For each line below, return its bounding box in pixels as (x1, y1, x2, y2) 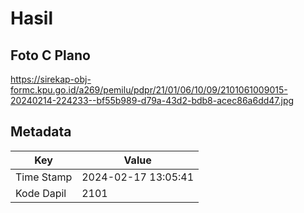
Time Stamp (15, 170, 73, 184)
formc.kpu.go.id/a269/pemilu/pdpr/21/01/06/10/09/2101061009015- (10, 84, 288, 96)
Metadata (10, 123, 72, 141)
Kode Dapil (15, 186, 67, 200)
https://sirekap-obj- (10, 73, 92, 85)
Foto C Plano (10, 47, 91, 64)
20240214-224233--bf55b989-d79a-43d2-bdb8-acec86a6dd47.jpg (10, 95, 295, 106)
